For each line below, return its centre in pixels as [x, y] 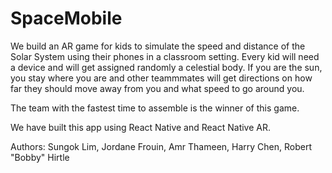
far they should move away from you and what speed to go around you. [157, 88]
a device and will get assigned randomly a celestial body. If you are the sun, [166, 67]
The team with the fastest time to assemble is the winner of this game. [155, 108]
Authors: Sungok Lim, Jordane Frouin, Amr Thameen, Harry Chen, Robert [161, 146]
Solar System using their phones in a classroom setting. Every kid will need [165, 56]
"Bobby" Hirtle [40, 157]
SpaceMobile [66, 18]
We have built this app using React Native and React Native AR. [140, 127]
